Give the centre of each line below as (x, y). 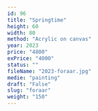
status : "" (23, 65)
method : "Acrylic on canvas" (49, 39)
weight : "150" (28, 97)
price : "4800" (28, 52)
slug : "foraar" (29, 90)
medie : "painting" (34, 78)
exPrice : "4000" (31, 59)
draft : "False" (29, 84)
